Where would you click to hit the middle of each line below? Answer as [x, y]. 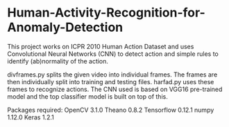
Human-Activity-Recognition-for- [107, 13]
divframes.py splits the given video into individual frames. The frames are [112, 75]
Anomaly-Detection [65, 27]
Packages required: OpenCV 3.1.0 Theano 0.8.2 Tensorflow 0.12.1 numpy [111, 110]
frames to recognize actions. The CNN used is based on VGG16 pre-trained [115, 89]
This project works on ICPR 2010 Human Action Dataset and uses [101, 46]
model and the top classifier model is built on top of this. [87, 96]
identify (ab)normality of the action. [58, 61]
